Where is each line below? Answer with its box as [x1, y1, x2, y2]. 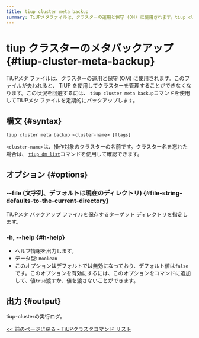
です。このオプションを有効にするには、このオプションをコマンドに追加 [14, 270, 191, 277]
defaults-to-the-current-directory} [6, 197, 110, 205]
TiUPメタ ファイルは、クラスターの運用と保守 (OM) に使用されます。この [6, 75, 185, 82]
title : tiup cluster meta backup [6, 8, 89, 15]
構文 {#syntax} [6, 116, 62, 126]
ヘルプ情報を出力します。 [14, 247, 77, 255]
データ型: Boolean [14, 255, 57, 262]
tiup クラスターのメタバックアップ [6, 41, 174, 55]
